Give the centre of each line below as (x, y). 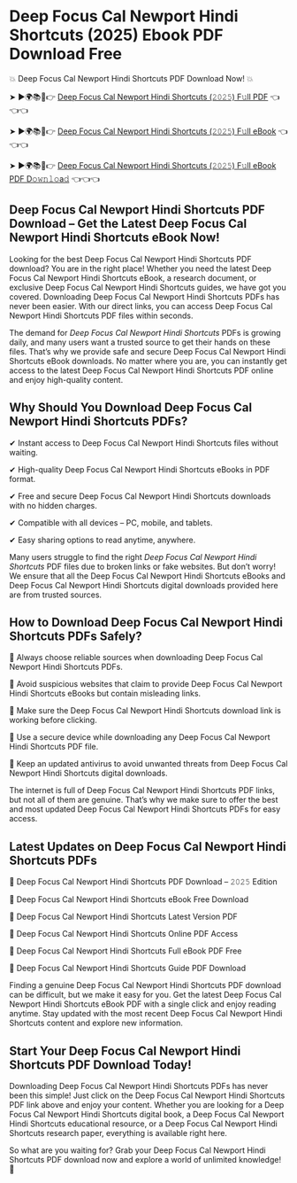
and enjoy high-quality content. (66, 379)
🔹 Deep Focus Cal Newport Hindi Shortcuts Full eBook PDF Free (126, 951)
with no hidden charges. (53, 505)
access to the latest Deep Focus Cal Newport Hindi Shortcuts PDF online (141, 370)
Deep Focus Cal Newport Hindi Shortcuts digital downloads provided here (144, 585)
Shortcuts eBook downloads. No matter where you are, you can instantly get (148, 361)
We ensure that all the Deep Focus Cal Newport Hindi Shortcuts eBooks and (147, 576)
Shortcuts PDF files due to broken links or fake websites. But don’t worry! (143, 566)
